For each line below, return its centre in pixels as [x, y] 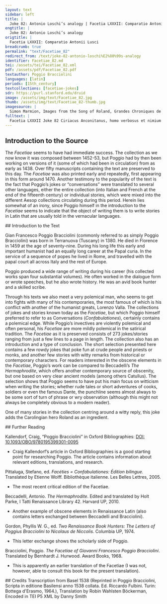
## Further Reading [25, 427]
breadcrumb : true [23, 47]
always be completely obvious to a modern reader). [58, 403]
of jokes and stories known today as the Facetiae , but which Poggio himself [83, 313]
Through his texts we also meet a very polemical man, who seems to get [79, 297]
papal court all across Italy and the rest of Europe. [56, 262]
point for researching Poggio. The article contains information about [82, 457]
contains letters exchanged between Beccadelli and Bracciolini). [78, 517]
